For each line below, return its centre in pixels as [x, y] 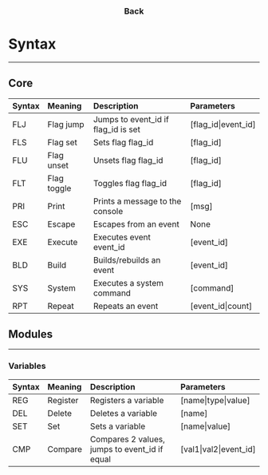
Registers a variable [127, 400]
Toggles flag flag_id [130, 183]
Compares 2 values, [127, 439]
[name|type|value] [215, 400]
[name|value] [206, 426]
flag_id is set [117, 129]
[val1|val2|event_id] [218, 449]
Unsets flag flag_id [128, 160]
